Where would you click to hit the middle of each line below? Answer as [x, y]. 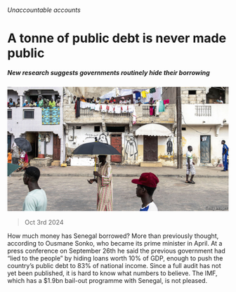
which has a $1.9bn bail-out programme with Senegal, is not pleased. [107, 281]
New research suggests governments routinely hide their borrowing [109, 73]
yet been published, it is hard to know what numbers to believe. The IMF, [112, 273]
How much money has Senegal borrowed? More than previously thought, [113, 236]
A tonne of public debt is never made [117, 38]
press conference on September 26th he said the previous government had [117, 251]
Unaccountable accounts [44, 10]
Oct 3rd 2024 [44, 223]
